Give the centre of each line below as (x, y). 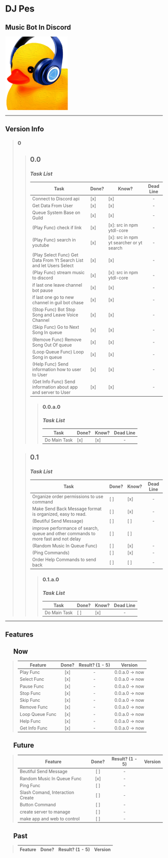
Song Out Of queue (52, 345)
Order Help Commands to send (64, 560)
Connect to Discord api (56, 198)
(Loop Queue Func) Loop (58, 351)
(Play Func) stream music (58, 273)
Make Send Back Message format (67, 509)
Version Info (24, 129)
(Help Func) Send (50, 364)
